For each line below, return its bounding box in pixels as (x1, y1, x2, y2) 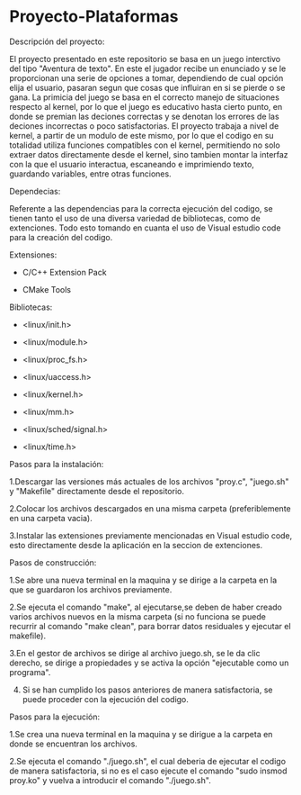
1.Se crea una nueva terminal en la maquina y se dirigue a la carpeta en (9, 728, 273, 739)
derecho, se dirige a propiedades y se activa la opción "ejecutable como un (9, 657, 289, 668)
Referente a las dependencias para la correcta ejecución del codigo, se (9, 203, 273, 213)
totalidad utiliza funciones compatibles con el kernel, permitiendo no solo (9, 140, 280, 150)
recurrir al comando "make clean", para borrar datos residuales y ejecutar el (9, 620, 291, 631)
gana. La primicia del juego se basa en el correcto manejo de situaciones (9, 92, 280, 103)
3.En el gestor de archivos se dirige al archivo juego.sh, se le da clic (9, 647, 261, 658)
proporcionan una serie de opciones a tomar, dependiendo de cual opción (9, 72, 284, 83)
